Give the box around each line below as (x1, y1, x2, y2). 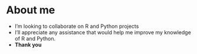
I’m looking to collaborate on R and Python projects (14, 23, 139, 30)
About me (6, 3, 55, 17)
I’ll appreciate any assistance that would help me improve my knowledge (14, 28, 192, 35)
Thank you (14, 41, 42, 48)
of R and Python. (14, 35, 56, 42)
